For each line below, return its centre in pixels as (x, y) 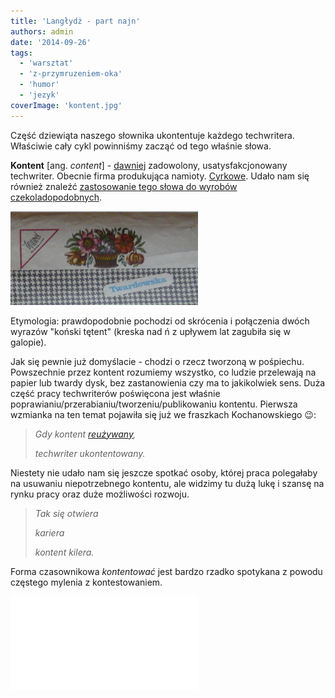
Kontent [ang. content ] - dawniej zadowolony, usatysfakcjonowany (149, 165)
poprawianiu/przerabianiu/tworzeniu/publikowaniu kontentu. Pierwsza (154, 404)
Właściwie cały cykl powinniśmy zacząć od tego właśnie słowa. (141, 146)
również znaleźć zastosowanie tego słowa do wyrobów (124, 186)
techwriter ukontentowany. (90, 453)
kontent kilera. (64, 552)
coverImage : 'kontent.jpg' (66, 105)
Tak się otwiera (66, 513)
